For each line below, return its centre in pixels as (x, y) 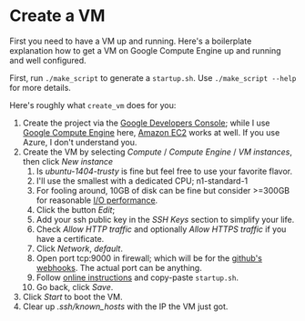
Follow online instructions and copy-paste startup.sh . (137, 277)
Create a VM (57, 16)
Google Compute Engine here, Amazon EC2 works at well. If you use (151, 132)
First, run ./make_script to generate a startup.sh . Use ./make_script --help (153, 77)
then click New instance (68, 161)
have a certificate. (70, 238)
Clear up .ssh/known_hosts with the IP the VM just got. (125, 306)
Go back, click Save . (75, 286)
